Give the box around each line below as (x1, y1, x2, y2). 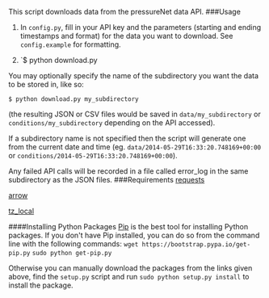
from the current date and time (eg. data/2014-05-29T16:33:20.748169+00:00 (8, 142, 262, 152)
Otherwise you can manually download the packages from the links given (8, 263, 253, 273)
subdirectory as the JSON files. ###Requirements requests (8, 175, 205, 184)
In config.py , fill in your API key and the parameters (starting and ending (19, 23, 261, 31)
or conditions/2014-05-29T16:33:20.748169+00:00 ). (8, 151, 178, 160)
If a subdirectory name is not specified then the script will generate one (8, 133, 246, 143)
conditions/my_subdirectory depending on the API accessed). (8, 118, 216, 128)
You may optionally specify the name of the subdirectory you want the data (8, 71, 259, 80)
